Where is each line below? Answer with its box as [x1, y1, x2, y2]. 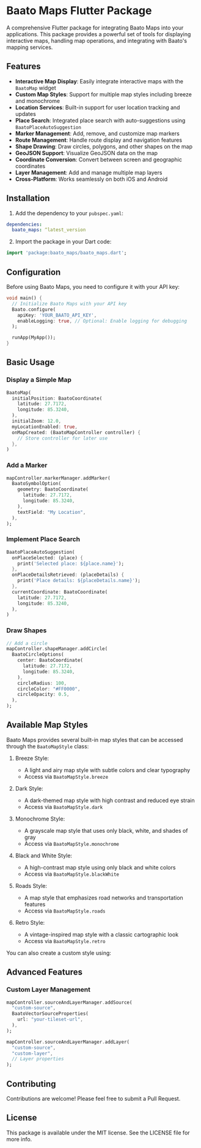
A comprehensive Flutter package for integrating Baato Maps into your [6, 24, 184, 31]
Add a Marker [6, 461, 48, 470]
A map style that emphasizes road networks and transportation [24, 894, 183, 901]
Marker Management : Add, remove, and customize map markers [15, 129, 180, 137]
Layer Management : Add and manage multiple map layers [15, 169, 163, 176]
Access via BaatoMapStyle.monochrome [24, 840, 119, 847]
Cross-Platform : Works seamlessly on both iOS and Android [15, 175, 168, 183]
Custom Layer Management [6, 985, 90, 994]
